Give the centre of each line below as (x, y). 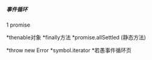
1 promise (18, 25)
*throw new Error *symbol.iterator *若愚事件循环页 (69, 50)
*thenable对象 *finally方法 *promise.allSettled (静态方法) (76, 37)
